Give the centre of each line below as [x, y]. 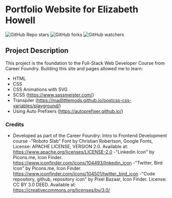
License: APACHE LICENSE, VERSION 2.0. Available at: [70, 147]
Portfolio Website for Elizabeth [72, 9]
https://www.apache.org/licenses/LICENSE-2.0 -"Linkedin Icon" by [84, 152]
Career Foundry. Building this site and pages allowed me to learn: [74, 68]
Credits [15, 124]
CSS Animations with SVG [40, 89]
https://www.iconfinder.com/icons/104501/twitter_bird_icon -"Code [84, 174]
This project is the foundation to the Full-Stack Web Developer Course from [85, 63]
